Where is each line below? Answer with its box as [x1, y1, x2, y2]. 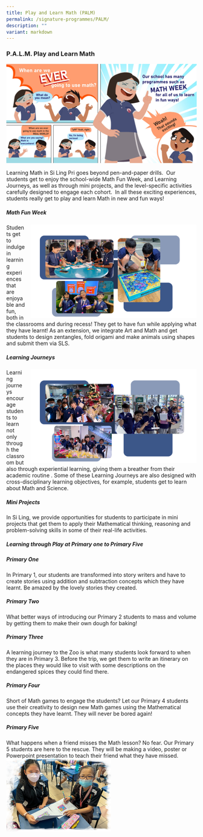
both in [6, 314, 24, 321]
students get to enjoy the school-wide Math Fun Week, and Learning [6, 176, 177, 183]
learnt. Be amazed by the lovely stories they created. [6, 584, 138, 591]
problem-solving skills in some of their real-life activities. [6, 527, 147, 534]
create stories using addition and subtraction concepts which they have [6, 577, 184, 585]
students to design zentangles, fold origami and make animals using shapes [6, 333, 195, 341]
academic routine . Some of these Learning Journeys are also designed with [6, 472, 196, 479]
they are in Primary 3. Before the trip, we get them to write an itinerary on [6, 655, 188, 662]
